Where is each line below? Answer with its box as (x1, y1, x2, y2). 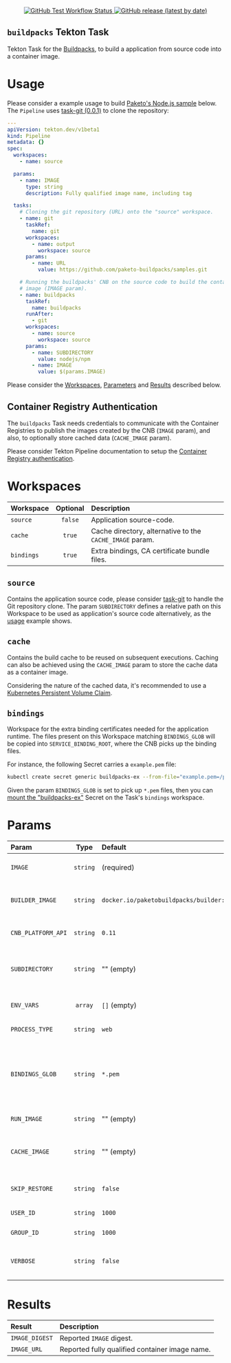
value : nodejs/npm (37, 356, 91, 362)
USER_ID (10, 1209, 36, 1217)
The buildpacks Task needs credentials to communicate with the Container (7, 419, 219, 427)
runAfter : (25, 311, 54, 318)
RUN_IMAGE (10, 1115, 43, 1123)
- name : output (32, 240, 76, 247)
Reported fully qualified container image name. (59, 1344, 211, 1354)
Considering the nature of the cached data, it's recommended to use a (7, 681, 207, 689)
